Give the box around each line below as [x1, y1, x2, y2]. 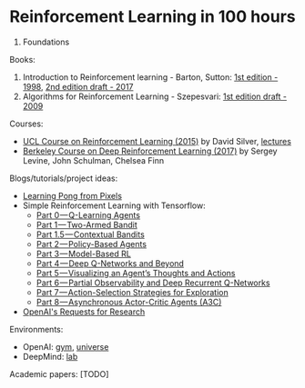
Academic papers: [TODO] [9, 368, 109, 379]
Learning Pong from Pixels [22, 190, 123, 201]
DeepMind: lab [22, 351, 78, 362]
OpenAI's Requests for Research [22, 306, 146, 317]
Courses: [9, 118, 44, 129]
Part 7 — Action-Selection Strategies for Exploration [36, 286, 229, 297]
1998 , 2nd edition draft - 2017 [22, 81, 134, 92]
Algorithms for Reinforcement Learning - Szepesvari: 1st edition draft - [22, 91, 287, 102]
